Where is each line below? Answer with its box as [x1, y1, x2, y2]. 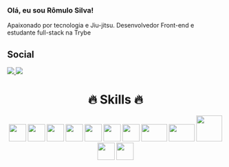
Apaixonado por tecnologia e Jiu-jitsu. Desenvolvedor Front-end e [7, 21, 195, 30]
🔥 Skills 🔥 [88, 92, 143, 108]
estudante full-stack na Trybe [7, 28, 91, 37]
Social [7, 48, 34, 60]
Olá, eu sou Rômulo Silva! [7, 6, 94, 15]
